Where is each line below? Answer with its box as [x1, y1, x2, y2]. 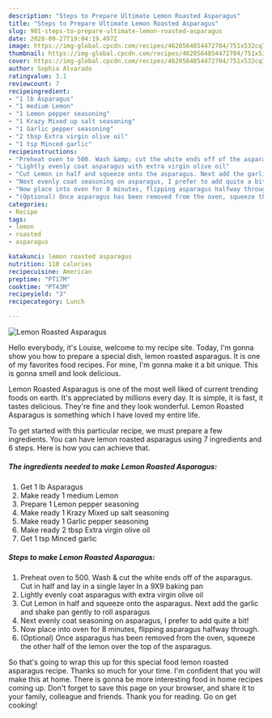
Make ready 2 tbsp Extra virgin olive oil [19, 524, 151, 535]
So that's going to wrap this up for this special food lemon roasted [8, 657, 229, 667]
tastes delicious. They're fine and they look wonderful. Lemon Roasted [8, 402, 244, 411]
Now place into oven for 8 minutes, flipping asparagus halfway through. [19, 624, 260, 634]
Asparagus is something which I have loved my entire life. [8, 410, 201, 420]
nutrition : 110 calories [8, 260, 92, 268]
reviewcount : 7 [8, 79, 60, 88]
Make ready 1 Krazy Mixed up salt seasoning [19, 507, 170, 517]
